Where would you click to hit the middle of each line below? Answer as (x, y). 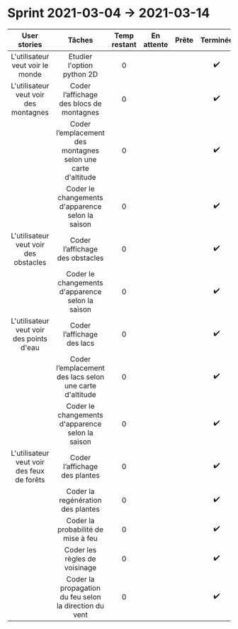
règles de (80, 559)
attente (156, 44)
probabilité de (81, 529)
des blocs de (80, 103)
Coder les (80, 549)
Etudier (80, 56)
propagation (80, 588)
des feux (30, 471)
